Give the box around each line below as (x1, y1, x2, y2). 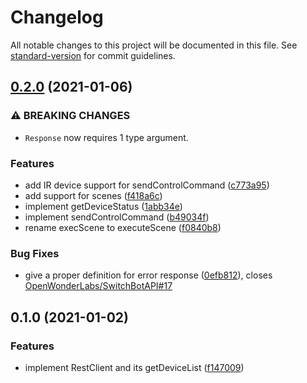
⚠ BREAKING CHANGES (10, 109, 131, 123)
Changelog (10, 6, 104, 29)
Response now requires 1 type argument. (24, 131, 189, 143)
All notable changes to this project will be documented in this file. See (10, 39, 298, 51)
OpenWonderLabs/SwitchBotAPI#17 (24, 280, 173, 292)
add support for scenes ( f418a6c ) (24, 189, 163, 201)
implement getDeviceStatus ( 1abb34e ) (24, 200, 183, 212)
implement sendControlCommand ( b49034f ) (24, 211, 210, 223)
